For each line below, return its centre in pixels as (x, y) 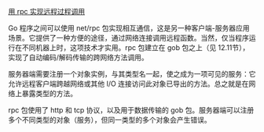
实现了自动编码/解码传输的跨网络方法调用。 (79, 57)
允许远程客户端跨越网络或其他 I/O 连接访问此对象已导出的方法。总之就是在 (128, 84)
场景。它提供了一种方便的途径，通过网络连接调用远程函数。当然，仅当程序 (128, 38)
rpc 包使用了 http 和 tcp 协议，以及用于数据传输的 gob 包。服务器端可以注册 (131, 110)
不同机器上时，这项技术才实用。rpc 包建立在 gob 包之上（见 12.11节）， (136, 48)
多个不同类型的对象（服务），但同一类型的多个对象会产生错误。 (110, 120)
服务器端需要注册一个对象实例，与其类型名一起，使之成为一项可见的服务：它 (132, 74)
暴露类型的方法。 (49, 93)
